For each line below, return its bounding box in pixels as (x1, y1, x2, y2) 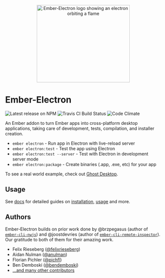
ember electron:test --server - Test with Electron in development (12, 151, 149, 157)
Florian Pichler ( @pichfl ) (12, 257, 62, 263)
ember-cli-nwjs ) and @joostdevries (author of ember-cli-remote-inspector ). (5, 231, 161, 237)
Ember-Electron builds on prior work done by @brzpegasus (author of (5, 226, 148, 232)
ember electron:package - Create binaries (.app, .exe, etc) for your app (12, 161, 157, 167)
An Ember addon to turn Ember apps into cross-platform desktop (5, 120, 138, 126)
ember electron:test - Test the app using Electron (12, 145, 115, 151)
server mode (12, 156, 39, 162)
